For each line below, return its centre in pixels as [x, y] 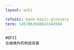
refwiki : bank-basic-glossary [37, 19]
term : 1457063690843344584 [34, 24]
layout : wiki [19, 10]
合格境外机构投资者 [22, 43]
